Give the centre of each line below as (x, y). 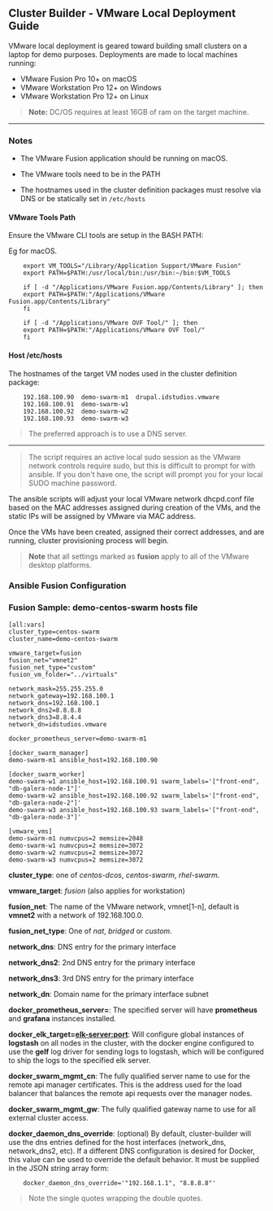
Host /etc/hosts (35, 355)
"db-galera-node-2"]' (45, 803)
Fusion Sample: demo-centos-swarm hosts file (103, 608)
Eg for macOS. (33, 251)
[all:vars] (27, 625)
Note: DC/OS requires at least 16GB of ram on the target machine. (139, 112)
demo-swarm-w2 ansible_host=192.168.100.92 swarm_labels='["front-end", (134, 796)
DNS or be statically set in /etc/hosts (83, 199)
